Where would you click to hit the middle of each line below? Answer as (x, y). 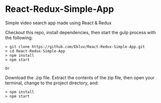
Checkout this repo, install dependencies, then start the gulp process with (80, 32)
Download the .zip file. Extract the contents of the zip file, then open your (80, 77)
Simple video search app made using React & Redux (58, 23)
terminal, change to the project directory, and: (52, 83)
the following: (19, 38)
